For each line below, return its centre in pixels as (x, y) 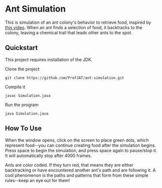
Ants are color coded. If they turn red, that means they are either (69, 165)
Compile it (15, 87)
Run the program (22, 105)
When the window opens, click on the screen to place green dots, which (77, 140)
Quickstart (22, 48)
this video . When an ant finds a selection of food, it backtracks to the (74, 27)
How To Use (23, 129)
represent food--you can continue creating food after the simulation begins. (81, 145)
